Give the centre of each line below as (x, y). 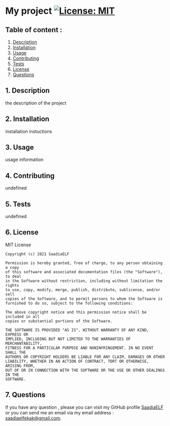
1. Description (27, 91)
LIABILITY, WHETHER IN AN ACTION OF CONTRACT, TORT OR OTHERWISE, (77, 361)
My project (29, 11)
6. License (22, 232)
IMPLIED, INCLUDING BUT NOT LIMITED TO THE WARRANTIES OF (68, 339)
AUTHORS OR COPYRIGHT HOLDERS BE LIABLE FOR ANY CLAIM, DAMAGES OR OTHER (85, 357)
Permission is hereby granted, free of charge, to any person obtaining (84, 263)
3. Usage (20, 147)
